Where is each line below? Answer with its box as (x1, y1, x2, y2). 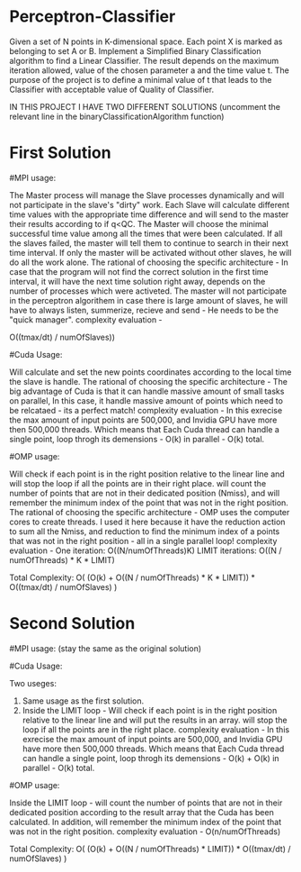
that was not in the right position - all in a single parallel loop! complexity (9, 535, 278, 546)
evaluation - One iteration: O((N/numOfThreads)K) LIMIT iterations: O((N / (9, 545, 282, 556)
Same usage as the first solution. (22, 695, 145, 706)
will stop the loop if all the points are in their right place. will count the (9, 477, 267, 488)
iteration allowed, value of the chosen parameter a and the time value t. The (9, 65, 289, 76)
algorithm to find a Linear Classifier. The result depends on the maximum (9, 55, 279, 66)
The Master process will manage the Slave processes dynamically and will (9, 189, 285, 200)
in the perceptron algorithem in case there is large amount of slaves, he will (9, 295, 288, 305)
